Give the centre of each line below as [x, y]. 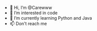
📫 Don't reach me [28, 24]
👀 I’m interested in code [34, 13]
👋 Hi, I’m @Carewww [31, 8]
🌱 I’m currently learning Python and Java [51, 18]
